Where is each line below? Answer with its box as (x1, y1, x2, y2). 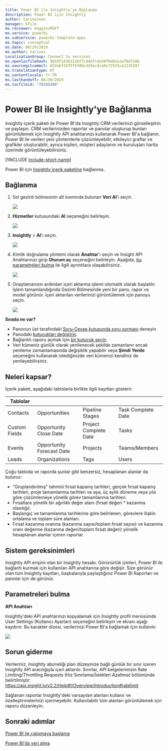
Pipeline (82, 406, 101, 413)
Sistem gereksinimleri (5, 546, 75, 555)
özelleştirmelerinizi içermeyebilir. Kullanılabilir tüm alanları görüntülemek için (5, 697, 162, 703)
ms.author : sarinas (5, 49, 46, 54)
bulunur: (5, 474, 22, 480)
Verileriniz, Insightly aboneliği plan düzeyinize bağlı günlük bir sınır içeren (5, 661, 156, 667)
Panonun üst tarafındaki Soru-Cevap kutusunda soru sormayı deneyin (12, 326, 156, 332)
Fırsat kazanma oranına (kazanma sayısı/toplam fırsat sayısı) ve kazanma (12, 521, 163, 527)
